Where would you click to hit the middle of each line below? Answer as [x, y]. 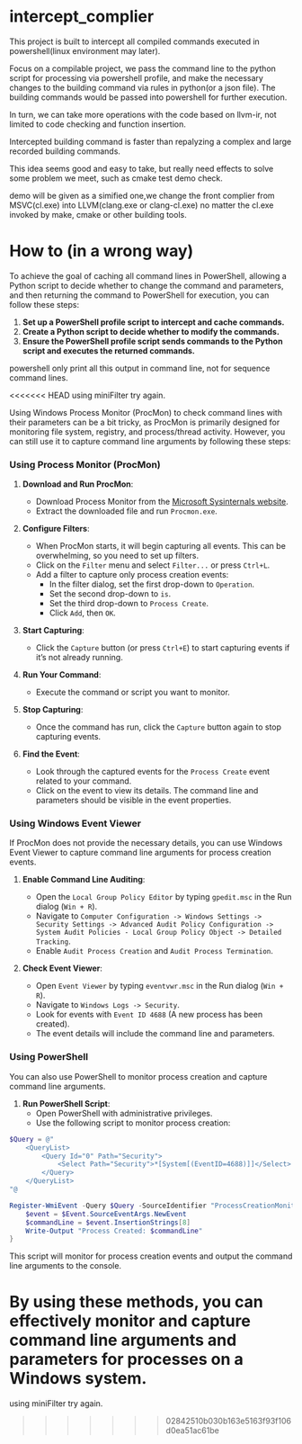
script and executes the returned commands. [108, 350]
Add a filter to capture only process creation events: [132, 575]
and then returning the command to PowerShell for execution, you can [139, 295]
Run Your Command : [62, 675]
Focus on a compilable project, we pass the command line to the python [143, 68]
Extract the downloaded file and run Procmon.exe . [126, 511]
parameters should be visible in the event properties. [133, 800]
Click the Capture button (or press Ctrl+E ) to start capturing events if [163, 648]
